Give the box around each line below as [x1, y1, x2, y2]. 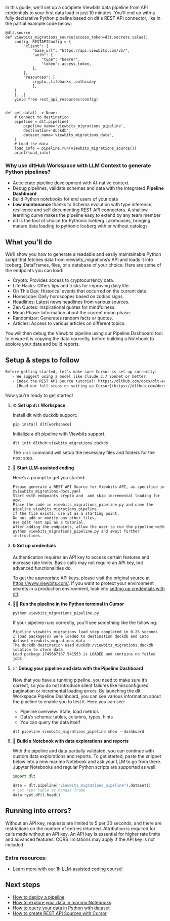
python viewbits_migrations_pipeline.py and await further [12, 529, 140, 534]
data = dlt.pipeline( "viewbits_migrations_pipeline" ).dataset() [12, 783, 151, 788]
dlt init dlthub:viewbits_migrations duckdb [12, 441, 108, 446]
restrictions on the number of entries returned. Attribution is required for [5, 825, 156, 832]
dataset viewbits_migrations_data [12, 638, 86, 644]
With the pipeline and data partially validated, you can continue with [12, 748, 154, 754]
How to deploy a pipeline [12, 894, 65, 900]
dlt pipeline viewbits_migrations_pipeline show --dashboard [12, 729, 145, 734]
